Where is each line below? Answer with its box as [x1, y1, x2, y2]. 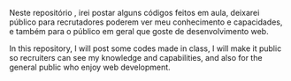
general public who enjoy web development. [9, 62, 171, 72]
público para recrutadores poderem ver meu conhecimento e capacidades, [9, 17, 283, 27]
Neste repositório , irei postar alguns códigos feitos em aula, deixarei [9, 8, 260, 18]
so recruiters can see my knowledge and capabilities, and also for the [9, 53, 263, 63]
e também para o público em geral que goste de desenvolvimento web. [9, 26, 269, 36]
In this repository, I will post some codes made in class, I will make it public [9, 43, 282, 54]
